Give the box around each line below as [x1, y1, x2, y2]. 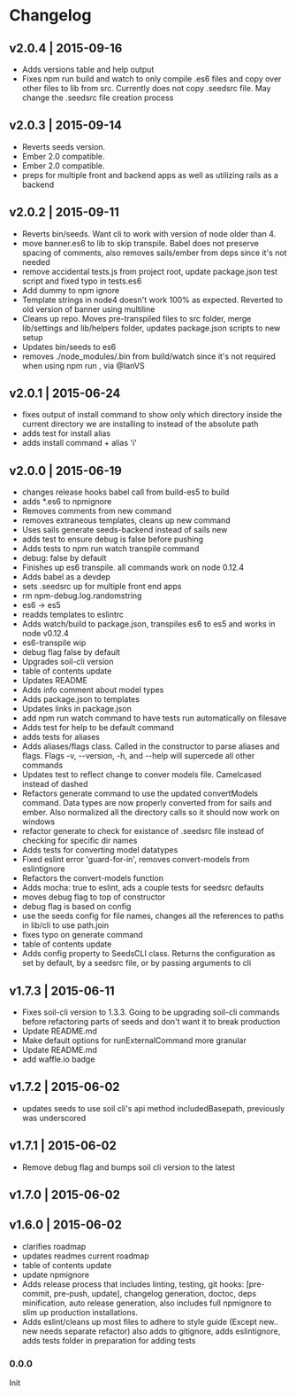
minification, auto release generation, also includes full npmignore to [21, 1298, 272, 1308]
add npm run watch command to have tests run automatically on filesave [21, 713, 287, 723]
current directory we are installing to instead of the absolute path [21, 418, 259, 430]
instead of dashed [21, 779, 88, 790]
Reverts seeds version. [21, 141, 106, 152]
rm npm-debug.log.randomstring [21, 590, 142, 601]
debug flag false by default [21, 647, 121, 658]
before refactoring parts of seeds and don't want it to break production [21, 1017, 281, 1027]
